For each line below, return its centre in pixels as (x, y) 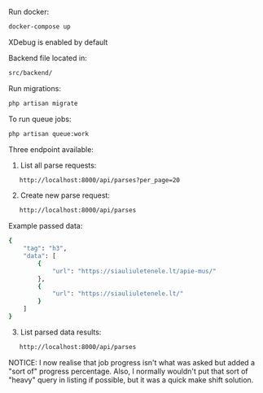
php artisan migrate (44, 103)
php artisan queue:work (49, 133)
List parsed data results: (61, 332)
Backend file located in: (48, 58)
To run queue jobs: (40, 119)
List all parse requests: (58, 165)
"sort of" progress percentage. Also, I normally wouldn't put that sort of (128, 371)
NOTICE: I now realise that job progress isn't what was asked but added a (131, 362)
